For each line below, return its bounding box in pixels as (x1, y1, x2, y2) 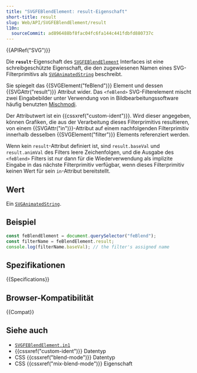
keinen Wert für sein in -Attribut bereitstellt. (6, 167, 111, 174)
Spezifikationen (6, 260, 66, 270)
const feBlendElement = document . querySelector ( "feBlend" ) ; (6, 233, 157, 239)
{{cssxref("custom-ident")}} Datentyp (14, 347, 106, 354)
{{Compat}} (6, 309, 34, 315)
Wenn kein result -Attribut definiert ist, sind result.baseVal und (6, 143, 160, 150)
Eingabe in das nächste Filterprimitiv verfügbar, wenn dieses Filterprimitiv (6, 161, 185, 169)
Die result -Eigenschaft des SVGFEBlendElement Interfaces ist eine (6, 58, 163, 65)
